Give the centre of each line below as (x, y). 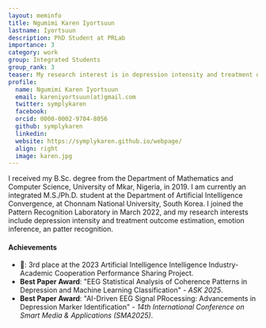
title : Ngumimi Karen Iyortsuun (61, 23)
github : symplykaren (49, 126)
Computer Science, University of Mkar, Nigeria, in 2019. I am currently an (127, 187)
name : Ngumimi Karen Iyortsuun (67, 89)
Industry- (224, 265)
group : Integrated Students (55, 60)
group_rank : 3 (32, 68)
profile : (23, 82)
